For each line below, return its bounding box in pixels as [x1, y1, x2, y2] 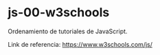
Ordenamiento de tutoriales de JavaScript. [8, 27, 128, 35]
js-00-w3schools [8, 5, 110, 20]
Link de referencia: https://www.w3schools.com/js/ [8, 40, 153, 48]
